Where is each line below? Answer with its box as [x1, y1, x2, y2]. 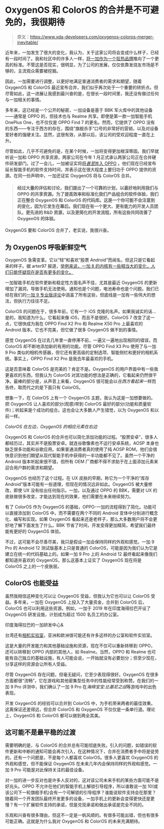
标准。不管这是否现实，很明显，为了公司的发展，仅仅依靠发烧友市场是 [13, 62, 155, 68]
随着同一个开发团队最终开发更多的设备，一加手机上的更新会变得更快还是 [5, 795, 150, 802]
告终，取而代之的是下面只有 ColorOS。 [5, 384, 83, 390]
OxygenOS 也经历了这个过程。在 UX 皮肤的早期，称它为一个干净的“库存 [5, 475, 150, 481]
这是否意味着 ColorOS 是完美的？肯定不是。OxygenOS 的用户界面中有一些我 [5, 366, 159, 372]
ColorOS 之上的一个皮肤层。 [5, 563, 62, 569]
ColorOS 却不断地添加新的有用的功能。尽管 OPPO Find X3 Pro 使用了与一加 [5, 343, 157, 349]
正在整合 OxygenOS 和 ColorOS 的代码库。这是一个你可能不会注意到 [17, 197, 155, 203]
